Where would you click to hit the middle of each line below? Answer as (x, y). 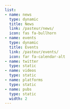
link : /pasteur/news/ (32, 29)
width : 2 (18, 98)
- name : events (20, 38)
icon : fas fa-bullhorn (33, 33)
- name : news (18, 15)
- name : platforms (24, 80)
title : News (22, 24)
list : (10, 10)
